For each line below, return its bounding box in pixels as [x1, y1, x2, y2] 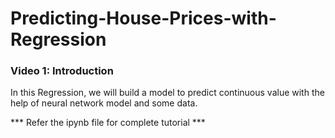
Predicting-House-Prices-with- [10, 7, 277, 30]
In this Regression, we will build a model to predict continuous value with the [10, 87, 325, 99]
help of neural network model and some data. [10, 97, 198, 109]
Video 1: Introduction [10, 64, 114, 78]
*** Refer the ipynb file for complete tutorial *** [10, 117, 206, 129]
